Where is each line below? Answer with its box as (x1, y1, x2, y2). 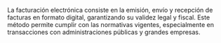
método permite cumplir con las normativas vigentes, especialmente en (7, 21, 214, 28)
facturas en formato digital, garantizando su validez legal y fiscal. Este (7, 13, 210, 21)
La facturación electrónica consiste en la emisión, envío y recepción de (7, 6, 213, 14)
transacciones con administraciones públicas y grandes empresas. (7, 28, 201, 36)
